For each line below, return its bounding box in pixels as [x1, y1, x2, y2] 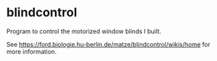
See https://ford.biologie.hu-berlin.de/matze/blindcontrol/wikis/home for [6, 40, 211, 48]
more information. [6, 47, 57, 56]
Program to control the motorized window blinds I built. [6, 27, 162, 35]
